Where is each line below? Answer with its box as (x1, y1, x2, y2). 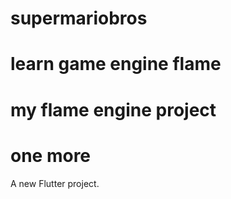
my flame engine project (10, 98, 217, 121)
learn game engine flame (10, 53, 222, 76)
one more (10, 144, 92, 167)
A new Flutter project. (10, 177, 100, 189)
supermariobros (10, 7, 148, 30)
